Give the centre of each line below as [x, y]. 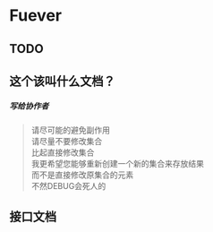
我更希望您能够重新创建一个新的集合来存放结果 [117, 163]
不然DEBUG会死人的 [68, 185]
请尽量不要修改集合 [67, 141]
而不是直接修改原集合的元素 [82, 175]
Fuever [36, 16]
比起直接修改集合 [63, 152]
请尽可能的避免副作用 [70, 130]
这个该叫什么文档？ [62, 81]
